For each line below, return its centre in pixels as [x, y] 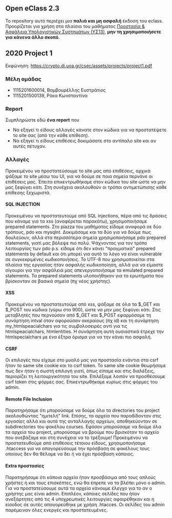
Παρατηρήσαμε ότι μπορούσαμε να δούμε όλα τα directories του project [83, 410]
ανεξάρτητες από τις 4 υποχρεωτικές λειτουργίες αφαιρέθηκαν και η [80, 499]
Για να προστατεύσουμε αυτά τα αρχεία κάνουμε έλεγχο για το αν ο [79, 488]
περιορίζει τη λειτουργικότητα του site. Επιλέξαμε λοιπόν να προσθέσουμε [85, 376]
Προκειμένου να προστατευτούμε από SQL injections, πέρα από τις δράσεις [86, 215]
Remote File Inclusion [29, 399]
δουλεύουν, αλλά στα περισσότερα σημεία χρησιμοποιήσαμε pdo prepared [86, 237]
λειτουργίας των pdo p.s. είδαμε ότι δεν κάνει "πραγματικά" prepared [80, 248]
